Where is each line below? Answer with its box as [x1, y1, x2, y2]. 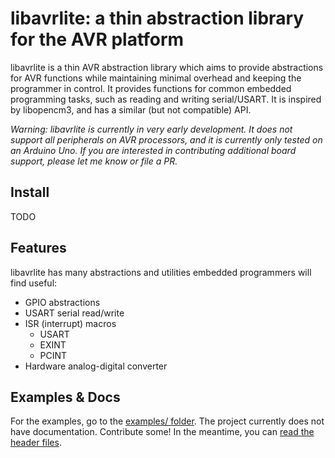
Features [10, 240, 67, 257]
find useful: [10, 277, 58, 289]
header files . [10, 437, 62, 449]
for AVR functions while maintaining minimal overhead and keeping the [10, 72, 302, 84]
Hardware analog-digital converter [24, 360, 168, 372]
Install [10, 184, 50, 201]
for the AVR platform [10, 28, 185, 51]
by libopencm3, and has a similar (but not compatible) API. [10, 103, 252, 116]
